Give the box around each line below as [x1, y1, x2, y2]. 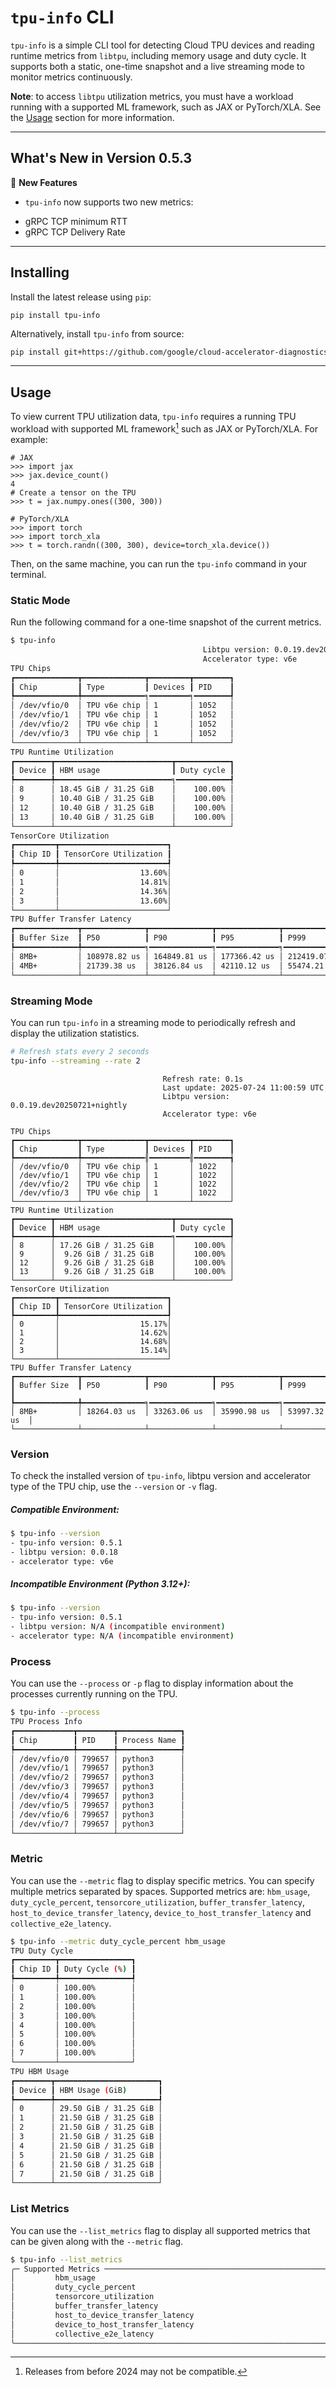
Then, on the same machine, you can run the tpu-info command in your [10, 557, 308, 570]
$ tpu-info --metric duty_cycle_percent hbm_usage [10, 1936, 226, 1946]
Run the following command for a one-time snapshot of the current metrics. [10, 616, 322, 628]
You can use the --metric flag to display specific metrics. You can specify [10, 1874, 315, 1886]
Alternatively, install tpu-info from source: [10, 327, 185, 340]
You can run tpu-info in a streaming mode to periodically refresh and [10, 1016, 296, 1028]
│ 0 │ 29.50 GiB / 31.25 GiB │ [10, 2104, 163, 2114]
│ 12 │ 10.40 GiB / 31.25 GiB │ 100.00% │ [10, 802, 235, 813]
